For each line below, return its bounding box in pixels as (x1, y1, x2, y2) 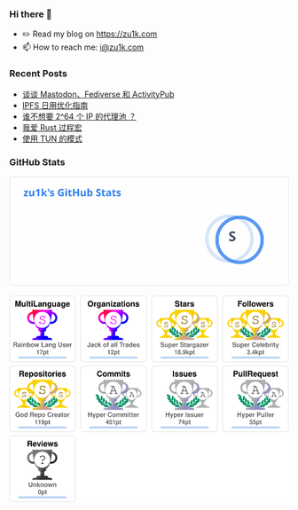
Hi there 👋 (9, 8, 53, 20)
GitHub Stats (9, 155, 66, 168)
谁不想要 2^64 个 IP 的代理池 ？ (21, 111, 137, 122)
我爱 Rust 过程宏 (21, 122, 82, 132)
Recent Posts (9, 67, 68, 80)
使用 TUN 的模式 (21, 133, 82, 144)
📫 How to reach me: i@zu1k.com (21, 42, 145, 52)
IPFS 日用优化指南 (21, 99, 89, 110)
